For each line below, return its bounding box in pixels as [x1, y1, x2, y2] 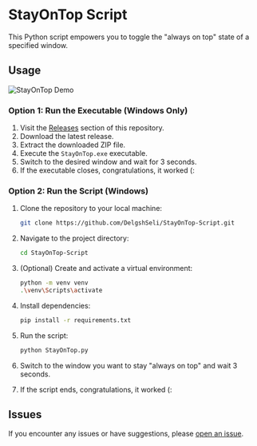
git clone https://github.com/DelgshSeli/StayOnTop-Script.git [19, 219, 235, 227]
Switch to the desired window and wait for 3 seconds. [19, 157, 197, 167]
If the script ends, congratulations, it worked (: [19, 384, 172, 394]
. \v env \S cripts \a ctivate [19, 286, 103, 294]
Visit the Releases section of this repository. [19, 123, 165, 133]
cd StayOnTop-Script [19, 249, 89, 257]
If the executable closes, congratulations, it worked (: [19, 165, 196, 175]
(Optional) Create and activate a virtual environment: [19, 264, 193, 273]
